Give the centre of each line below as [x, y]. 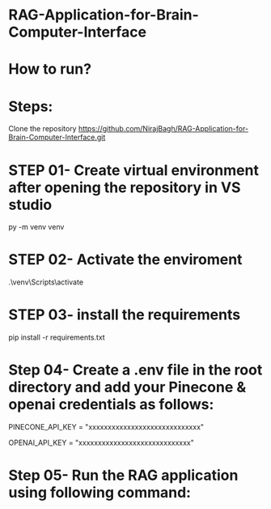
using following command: [100, 493]
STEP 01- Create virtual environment [133, 170]
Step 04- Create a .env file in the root [135, 370]
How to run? [50, 69]
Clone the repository [42, 129]
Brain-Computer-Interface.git [57, 137]
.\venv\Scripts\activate [46, 282]
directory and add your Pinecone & [127, 387]
